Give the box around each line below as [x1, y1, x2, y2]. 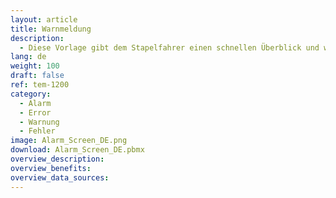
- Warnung [19, 117, 60, 127]
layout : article [10, 14, 78, 25]
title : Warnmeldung [10, 24, 92, 34]
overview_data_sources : [10, 172, 110, 183]
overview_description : [10, 154, 105, 164]
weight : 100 [10, 61, 60, 71]
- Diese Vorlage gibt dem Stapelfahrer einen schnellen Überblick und [19, 42, 320, 53]
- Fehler [19, 126, 56, 136]
